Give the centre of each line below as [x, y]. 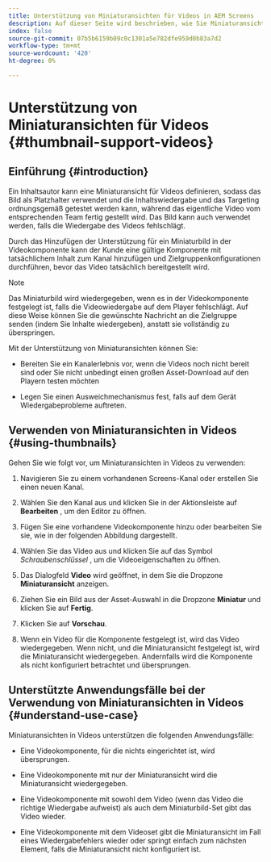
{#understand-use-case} [73, 716]
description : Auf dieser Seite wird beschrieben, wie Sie [108, 23]
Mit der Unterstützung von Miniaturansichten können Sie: [103, 348]
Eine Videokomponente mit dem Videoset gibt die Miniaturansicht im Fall [140, 831]
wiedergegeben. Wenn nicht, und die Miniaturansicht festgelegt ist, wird [140, 647]
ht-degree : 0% [32, 61]
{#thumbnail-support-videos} [111, 142]
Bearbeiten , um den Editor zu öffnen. [83, 511]
